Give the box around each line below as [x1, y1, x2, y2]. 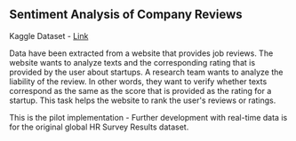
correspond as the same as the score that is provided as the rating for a [9, 85, 272, 96]
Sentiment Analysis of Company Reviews [9, 7, 243, 22]
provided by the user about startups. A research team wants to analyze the [9, 67, 284, 77]
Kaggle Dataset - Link [9, 30, 89, 41]
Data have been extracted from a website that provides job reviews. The [9, 48, 274, 59]
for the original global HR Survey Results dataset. [9, 121, 189, 132]
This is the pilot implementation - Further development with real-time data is [9, 112, 288, 122]
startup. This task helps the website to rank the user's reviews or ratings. [9, 95, 276, 106]
